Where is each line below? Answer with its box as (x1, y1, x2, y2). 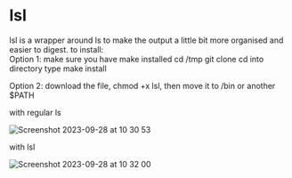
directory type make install (9, 63, 107, 74)
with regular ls (9, 107, 61, 117)
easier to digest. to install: (9, 44, 104, 54)
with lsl (9, 142, 36, 152)
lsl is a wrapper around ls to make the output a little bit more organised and (9, 35, 284, 45)
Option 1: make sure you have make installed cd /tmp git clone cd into (9, 53, 264, 64)
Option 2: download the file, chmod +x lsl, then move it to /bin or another (9, 80, 276, 91)
